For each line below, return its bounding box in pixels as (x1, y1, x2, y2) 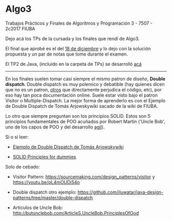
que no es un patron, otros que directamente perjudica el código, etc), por (5, 86, 162, 93)
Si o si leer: (5, 134, 29, 140)
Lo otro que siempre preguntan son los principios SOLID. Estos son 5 (5, 113, 150, 119)
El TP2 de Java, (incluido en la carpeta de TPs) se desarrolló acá (5, 61, 142, 67)
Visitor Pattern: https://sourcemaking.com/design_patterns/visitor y (12, 173, 155, 180)
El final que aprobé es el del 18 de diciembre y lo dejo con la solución (5, 45, 151, 51)
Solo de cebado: (5, 163, 40, 170)
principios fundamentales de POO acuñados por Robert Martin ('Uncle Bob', (5, 118, 165, 124)
